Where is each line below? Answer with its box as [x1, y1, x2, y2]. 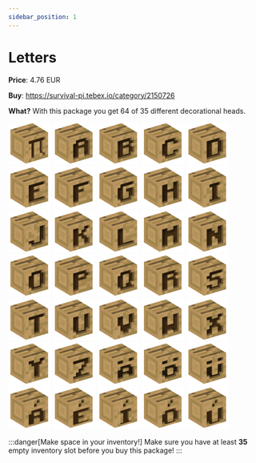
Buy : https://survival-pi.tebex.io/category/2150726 [8, 91, 175, 100]
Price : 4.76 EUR [8, 74, 61, 84]
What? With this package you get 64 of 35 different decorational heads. [8, 106, 246, 115]
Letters [8, 48, 58, 66]
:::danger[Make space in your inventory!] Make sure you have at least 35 [8, 437, 248, 446]
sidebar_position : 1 [8, 13, 78, 21]
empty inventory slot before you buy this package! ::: [8, 445, 182, 455]
